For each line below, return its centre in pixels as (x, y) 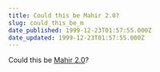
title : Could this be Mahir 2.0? (64, 15)
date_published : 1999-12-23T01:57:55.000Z (80, 30)
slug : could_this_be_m (46, 23)
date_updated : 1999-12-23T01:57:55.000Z (77, 38)
